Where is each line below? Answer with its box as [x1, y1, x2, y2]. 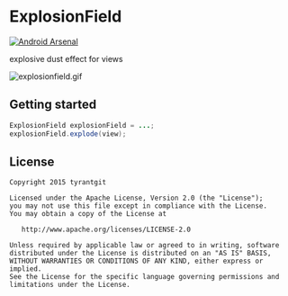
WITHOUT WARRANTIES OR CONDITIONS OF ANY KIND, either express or [9, 256, 264, 266]
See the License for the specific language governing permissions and [9, 273, 280, 282]
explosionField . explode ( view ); [9, 129, 127, 139]
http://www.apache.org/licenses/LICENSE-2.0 [21, 225, 192, 235]
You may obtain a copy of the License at [9, 210, 167, 219]
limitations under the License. [9, 281, 130, 290]
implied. [9, 265, 42, 274]
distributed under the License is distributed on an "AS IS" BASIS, [9, 249, 272, 258]
